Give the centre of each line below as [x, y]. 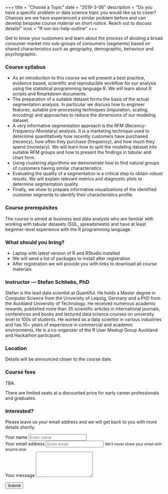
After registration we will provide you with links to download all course [84, 263]
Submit [14, 486]
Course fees [20, 372]
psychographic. [21, 54]
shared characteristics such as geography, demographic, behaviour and [79, 49]
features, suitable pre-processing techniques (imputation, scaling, [80, 110]
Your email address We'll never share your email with [83, 444]
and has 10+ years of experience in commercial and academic [69, 325]
